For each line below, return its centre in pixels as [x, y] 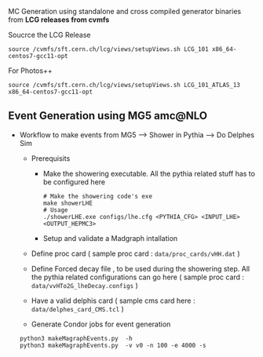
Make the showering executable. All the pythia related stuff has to [149, 173]
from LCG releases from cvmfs [59, 20]
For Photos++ [30, 71]
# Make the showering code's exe [98, 196]
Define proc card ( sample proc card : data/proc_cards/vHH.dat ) [136, 253]
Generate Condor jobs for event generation [101, 324]
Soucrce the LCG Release [49, 35]
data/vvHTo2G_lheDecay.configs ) [85, 285]
